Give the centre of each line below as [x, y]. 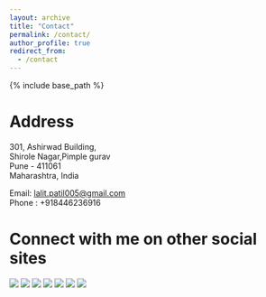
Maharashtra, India [44, 175]
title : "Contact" [42, 26]
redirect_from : [38, 51]
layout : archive [40, 18]
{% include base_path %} [57, 85]
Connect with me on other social [133, 239]
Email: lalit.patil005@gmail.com [68, 193]
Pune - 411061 [35, 166]
